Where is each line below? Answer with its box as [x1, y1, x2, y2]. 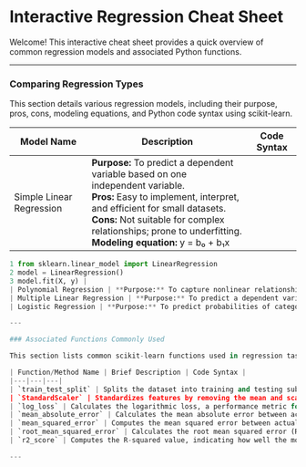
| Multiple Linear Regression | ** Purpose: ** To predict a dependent [9, 294, 280, 303]
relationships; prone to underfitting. [91, 225, 243, 238]
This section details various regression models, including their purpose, [9, 99, 278, 109]
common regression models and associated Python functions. [9, 46, 242, 57]
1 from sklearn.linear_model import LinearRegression [9, 260, 219, 269]
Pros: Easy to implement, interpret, [91, 191, 240, 203]
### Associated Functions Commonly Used [9, 335, 166, 344]
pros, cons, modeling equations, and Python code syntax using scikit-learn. [9, 108, 293, 119]
